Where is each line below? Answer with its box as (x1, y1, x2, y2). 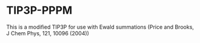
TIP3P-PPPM (6, 4, 73, 17)
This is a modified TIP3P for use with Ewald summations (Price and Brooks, (6, 23, 194, 30)
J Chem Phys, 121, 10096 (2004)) (6, 29, 90, 36)
